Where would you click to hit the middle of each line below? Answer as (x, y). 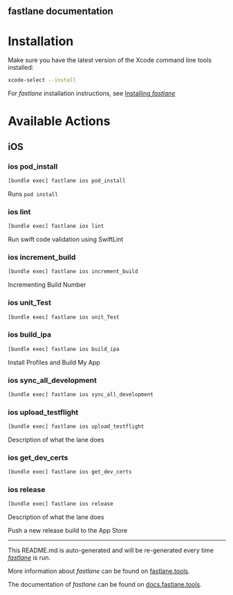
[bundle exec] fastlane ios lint (56, 226)
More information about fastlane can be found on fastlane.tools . (99, 571)
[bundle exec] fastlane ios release (60, 504)
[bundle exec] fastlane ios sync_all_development (81, 394)
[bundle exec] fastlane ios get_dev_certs (70, 472)
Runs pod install (33, 193)
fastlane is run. (29, 558)
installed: (21, 68)
